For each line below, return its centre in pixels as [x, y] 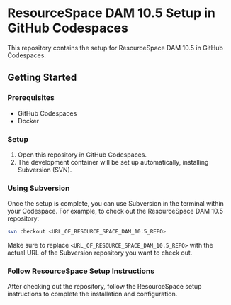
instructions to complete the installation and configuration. [92, 294]
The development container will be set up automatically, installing [113, 162]
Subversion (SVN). [45, 170]
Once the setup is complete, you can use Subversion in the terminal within [116, 204]
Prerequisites [31, 98]
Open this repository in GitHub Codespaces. [82, 155]
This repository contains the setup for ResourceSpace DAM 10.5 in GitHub [115, 48]
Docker [28, 121]
